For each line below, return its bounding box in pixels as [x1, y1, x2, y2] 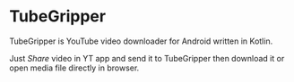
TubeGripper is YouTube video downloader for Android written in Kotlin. [9, 36, 273, 46]
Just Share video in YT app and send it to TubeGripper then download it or [9, 53, 285, 63]
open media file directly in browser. [9, 62, 140, 73]
